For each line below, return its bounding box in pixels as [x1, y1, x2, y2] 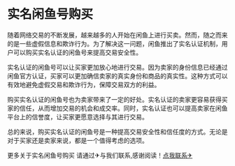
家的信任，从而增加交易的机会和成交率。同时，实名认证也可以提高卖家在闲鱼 [7, 104, 228, 112]
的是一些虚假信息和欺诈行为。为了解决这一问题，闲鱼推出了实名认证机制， [7, 39, 222, 47]
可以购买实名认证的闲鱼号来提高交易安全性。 [13, 48, 142, 56]
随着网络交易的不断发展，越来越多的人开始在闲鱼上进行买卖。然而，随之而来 [7, 31, 228, 39]
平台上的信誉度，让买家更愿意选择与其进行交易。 [7, 112, 148, 121]
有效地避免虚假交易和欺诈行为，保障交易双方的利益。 [7, 80, 161, 89]
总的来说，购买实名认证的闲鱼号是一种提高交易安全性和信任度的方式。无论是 [7, 127, 228, 136]
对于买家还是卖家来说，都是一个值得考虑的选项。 [7, 136, 148, 144]
